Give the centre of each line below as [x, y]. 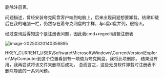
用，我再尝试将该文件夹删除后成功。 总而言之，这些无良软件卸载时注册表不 [81, 65]
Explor [151, 53]
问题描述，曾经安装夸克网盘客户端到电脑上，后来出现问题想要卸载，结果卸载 [82, 17]
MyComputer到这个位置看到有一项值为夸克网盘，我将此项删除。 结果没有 [84, 59]
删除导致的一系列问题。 [29, 71]
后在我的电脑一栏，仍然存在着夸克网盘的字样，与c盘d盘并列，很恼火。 [76, 23]
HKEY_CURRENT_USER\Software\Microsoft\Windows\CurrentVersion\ [75, 53]
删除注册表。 [18, 7]
